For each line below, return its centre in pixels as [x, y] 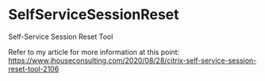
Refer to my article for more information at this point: [94, 52]
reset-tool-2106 [34, 68]
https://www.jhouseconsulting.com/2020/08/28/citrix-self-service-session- [132, 60]
